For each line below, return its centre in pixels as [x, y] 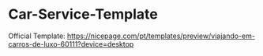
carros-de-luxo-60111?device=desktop [71, 44]
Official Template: [37, 36]
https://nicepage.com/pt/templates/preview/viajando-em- [161, 36]
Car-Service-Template [83, 14]
